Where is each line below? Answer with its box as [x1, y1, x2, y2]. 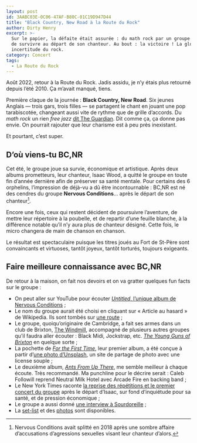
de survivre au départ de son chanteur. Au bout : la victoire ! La [11, 42, 182, 47]
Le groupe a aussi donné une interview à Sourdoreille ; [14, 400, 147, 407]
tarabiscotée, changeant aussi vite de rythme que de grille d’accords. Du [6, 109, 182, 116]
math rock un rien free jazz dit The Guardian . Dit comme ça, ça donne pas [6, 115, 186, 122]
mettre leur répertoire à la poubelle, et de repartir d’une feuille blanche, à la [6, 215, 188, 222]
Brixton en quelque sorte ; [14, 338, 78, 345]
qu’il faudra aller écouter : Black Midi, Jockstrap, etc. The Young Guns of [14, 332, 191, 339]
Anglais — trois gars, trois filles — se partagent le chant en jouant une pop [6, 103, 186, 110]
